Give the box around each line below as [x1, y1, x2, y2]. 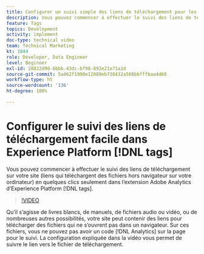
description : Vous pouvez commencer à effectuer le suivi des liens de [6, 15, 191, 21]
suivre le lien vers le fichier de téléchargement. [6, 241, 124, 248]
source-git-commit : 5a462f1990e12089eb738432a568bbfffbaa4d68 [6, 71, 167, 77]
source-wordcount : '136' [6, 83, 69, 89]
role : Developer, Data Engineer [6, 54, 88, 60]
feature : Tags [6, 20, 42, 26]
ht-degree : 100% [6, 88, 47, 94]
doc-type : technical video [6, 37, 75, 43]
